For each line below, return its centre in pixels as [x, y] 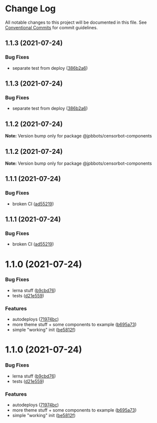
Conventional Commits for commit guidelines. [51, 27]
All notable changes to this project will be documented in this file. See [76, 22]
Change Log [30, 9]
